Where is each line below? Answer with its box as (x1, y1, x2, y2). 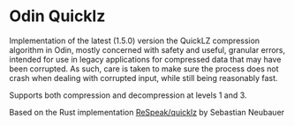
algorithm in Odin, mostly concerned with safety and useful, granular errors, (9, 44, 286, 55)
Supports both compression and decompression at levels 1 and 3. (9, 90, 247, 100)
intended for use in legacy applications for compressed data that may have (9, 54, 282, 64)
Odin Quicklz (9, 6, 106, 26)
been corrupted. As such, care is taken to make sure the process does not (9, 63, 279, 74)
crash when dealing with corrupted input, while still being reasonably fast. (9, 72, 278, 83)
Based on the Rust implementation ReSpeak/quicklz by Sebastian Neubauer (9, 107, 285, 117)
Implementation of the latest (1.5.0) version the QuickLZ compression (9, 35, 260, 46)
